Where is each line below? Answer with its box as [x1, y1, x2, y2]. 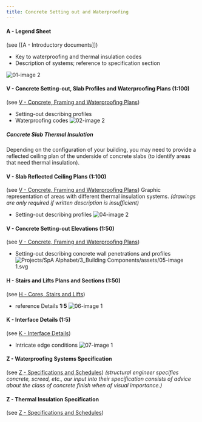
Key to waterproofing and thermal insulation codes [15, 53, 142, 60]
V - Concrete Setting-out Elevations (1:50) [6, 225, 115, 232]
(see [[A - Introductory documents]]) [6, 41, 98, 49]
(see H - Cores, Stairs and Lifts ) [6, 290, 86, 298]
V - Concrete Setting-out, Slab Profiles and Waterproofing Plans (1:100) [6, 85, 190, 92]
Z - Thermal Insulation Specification [6, 395, 99, 403]
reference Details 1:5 [15, 302, 67, 310]
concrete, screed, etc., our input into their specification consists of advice [6, 375, 191, 383]
